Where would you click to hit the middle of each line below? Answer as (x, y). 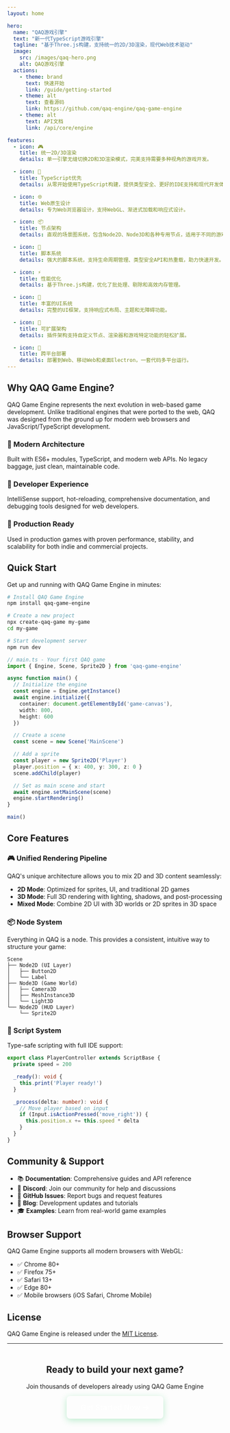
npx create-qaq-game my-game (49, 622)
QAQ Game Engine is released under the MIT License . (83, 1334)
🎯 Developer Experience (48, 484)
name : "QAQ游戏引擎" (40, 32)
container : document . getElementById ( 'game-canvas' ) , (96, 703)
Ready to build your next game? (115, 1370)
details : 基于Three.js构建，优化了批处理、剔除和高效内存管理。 (101, 285)
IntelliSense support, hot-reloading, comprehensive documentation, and (108, 499)
